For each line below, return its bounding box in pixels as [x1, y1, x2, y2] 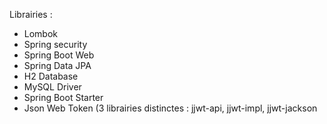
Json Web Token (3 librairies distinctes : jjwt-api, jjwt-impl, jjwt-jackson [23, 102, 318, 114]
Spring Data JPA [23, 60, 92, 71]
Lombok [23, 28, 59, 39]
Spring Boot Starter [23, 92, 104, 103]
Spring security [23, 39, 88, 50]
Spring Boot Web [23, 49, 95, 61]
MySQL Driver [23, 81, 82, 93]
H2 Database [23, 70, 79, 82]
